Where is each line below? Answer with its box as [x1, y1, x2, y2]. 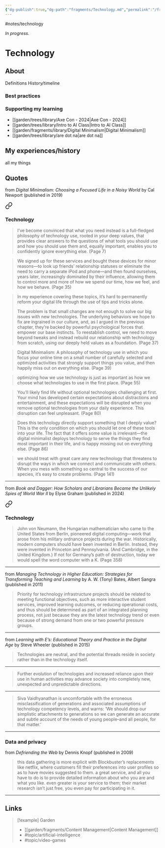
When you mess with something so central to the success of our [17, 466, 148, 471]
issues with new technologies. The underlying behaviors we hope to [17, 314, 155, 319]
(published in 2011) [5, 582, 43, 588]
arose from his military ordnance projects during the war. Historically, [17, 536, 157, 542]
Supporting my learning [5, 105, 63, 112]
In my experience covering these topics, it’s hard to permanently [17, 293, 147, 299]
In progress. [5, 30, 29, 36]
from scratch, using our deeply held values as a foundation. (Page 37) [17, 340, 159, 345]
